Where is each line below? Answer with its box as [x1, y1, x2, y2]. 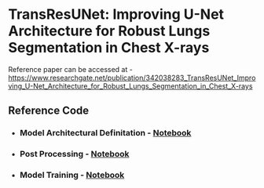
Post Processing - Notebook [19, 149, 130, 160]
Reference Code [8, 104, 90, 117]
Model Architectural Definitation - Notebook [19, 128, 192, 139]
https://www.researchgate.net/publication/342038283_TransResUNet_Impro [8, 73, 256, 82]
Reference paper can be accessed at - [8, 64, 134, 74]
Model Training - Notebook [19, 170, 125, 181]
